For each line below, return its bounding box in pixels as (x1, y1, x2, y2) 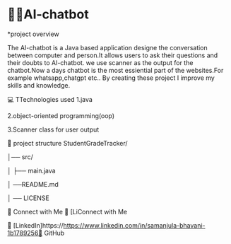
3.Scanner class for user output (7, 125, 100, 134)
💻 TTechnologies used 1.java (7, 95, 93, 103)
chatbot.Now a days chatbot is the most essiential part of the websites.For (7, 66, 224, 74)
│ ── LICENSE (7, 194, 49, 202)
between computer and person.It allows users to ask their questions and (7, 51, 218, 59)
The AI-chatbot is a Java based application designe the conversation (7, 43, 208, 52)
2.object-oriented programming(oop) (7, 111, 115, 120)
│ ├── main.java (7, 166, 56, 175)
